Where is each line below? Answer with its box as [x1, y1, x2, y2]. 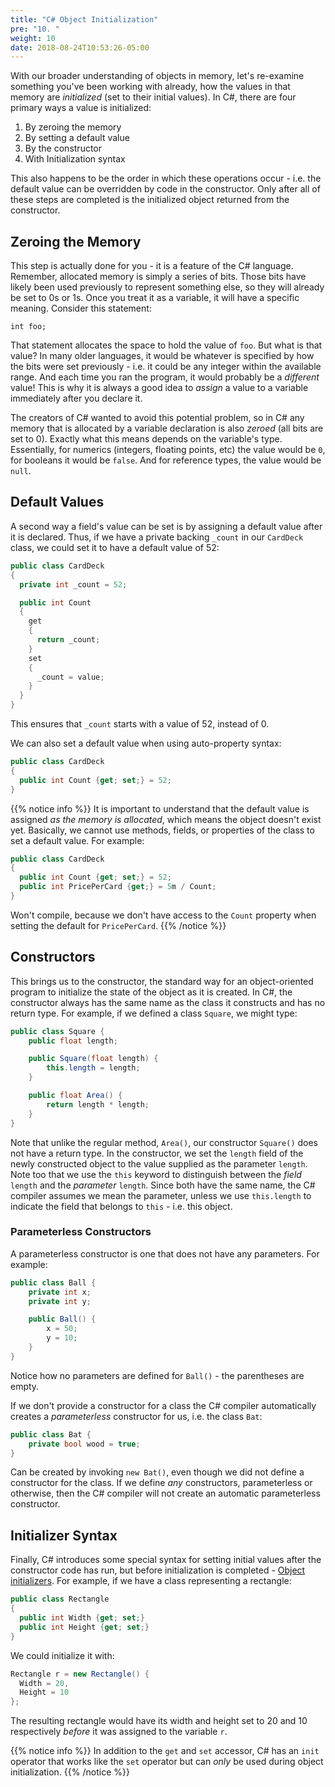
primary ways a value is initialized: [10, 102, 152, 114]
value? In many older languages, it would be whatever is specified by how [10, 350, 315, 362]
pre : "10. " [10, 24, 60, 34]
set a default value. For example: [10, 834, 145, 846]
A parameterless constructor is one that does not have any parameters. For [10, 1247, 320, 1260]
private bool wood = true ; [28, 1439, 141, 1449]
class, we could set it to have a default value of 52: [10, 541, 220, 553]
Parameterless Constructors [10, 1225, 152, 1239]
